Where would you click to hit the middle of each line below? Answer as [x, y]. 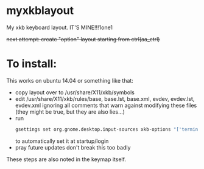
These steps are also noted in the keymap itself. [66, 159]
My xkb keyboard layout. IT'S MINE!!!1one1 [60, 27]
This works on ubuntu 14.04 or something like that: [70, 80]
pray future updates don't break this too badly [73, 147]
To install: [32, 64]
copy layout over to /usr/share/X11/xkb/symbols [75, 92]
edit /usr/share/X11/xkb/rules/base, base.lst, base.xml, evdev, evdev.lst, [105, 98]
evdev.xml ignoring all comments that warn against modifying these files [106, 105]
